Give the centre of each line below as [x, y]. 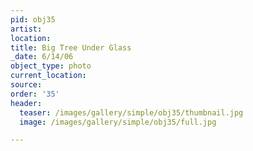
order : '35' [35, 94]
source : [26, 85]
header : [26, 103]
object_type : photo [51, 66]
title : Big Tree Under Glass [71, 47]
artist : [26, 29]
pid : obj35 [33, 19]
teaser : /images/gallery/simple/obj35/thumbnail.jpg [131, 112]
